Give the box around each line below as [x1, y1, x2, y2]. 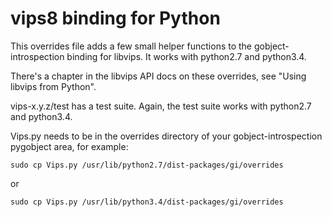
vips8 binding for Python [10, 7, 221, 30]
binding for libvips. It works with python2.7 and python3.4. [66, 50, 307, 62]
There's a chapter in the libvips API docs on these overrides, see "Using [10, 70, 307, 82]
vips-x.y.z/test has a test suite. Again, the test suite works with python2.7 [10, 100, 312, 112]
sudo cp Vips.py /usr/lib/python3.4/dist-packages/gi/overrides [10, 197, 284, 207]
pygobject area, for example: [10, 140, 129, 152]
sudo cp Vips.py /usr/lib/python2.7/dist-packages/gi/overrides [10, 160, 284, 170]
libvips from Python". [10, 80, 97, 92]
